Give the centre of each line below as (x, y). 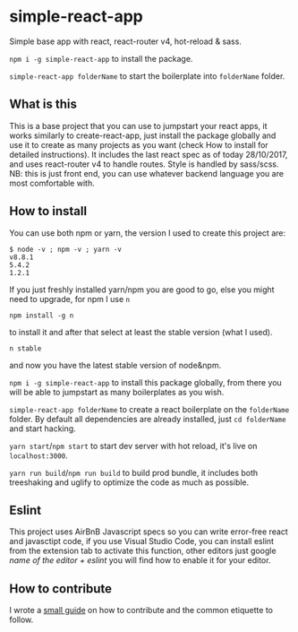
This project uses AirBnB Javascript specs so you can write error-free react (149, 532)
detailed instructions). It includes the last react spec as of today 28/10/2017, (149, 154)
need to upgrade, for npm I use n (70, 299)
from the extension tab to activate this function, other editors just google (143, 551)
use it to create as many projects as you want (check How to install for (139, 144)
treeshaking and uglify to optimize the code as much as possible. (129, 482)
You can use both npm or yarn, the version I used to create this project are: (148, 233)
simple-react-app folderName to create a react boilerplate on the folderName (149, 409)
